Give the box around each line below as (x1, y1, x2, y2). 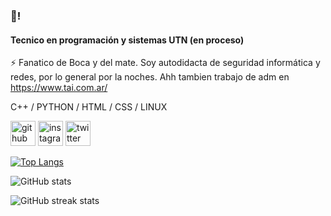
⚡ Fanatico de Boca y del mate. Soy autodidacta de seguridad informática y (10, 57, 321, 69)
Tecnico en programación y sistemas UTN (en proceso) (10, 34, 245, 46)
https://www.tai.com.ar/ (10, 82, 108, 94)
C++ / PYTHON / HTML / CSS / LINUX (10, 101, 168, 113)
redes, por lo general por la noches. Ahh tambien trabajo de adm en (10, 71, 290, 83)
